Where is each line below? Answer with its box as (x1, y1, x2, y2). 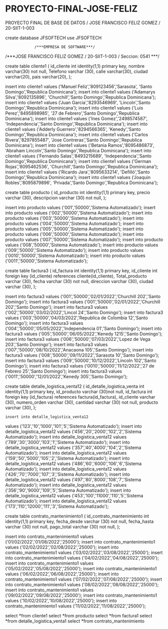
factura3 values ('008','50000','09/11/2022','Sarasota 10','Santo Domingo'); (5, 352, 159, 358)
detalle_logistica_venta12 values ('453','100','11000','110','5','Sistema (5, 492, 143, 498)
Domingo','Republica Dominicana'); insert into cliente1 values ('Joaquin (5, 174, 151, 180)
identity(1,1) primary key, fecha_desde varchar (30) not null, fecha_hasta (5, 518, 154, 524)
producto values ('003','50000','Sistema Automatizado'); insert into (5, 215, 144, 221)
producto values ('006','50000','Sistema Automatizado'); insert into (5, 231, 144, 237)
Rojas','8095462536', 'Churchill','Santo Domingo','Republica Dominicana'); (5, 163, 158, 169)
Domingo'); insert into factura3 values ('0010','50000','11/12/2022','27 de (5, 363, 154, 369)
